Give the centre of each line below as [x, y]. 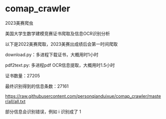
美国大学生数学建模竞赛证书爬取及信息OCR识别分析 [57, 33]
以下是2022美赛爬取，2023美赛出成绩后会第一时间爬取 [61, 44]
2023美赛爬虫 [19, 23]
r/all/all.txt [15, 101]
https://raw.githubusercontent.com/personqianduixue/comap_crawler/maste [83, 96]
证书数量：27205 [23, 75]
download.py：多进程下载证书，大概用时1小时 [52, 55]
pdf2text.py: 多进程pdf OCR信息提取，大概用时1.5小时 [60, 65]
